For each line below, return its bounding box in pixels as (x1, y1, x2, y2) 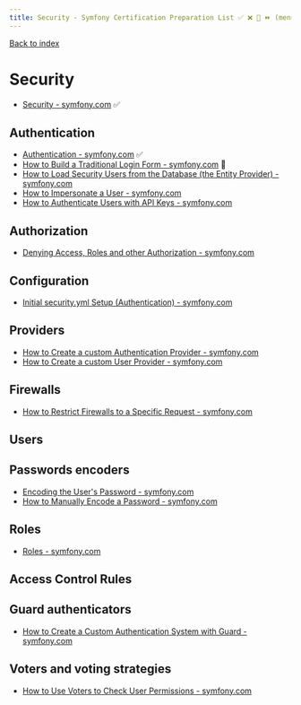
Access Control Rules (9, 571, 133, 587)
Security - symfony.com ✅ (21, 99, 121, 109)
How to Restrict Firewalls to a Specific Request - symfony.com (21, 405, 253, 417)
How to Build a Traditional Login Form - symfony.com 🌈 (21, 159, 227, 170)
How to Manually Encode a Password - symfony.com (21, 495, 218, 507)
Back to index (9, 38, 60, 48)
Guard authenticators (9, 602, 132, 617)
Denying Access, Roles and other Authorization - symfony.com (21, 248, 255, 258)
